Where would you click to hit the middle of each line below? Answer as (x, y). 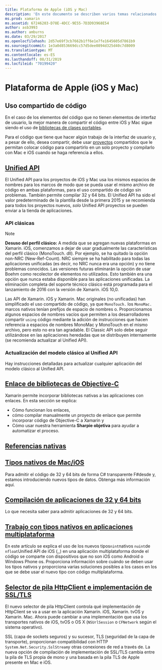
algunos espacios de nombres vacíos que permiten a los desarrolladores (77, 314)
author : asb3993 (21, 28)
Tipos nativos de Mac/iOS (45, 463)
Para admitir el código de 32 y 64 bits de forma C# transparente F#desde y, (81, 474)
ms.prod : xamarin (22, 18)
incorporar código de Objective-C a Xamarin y (58, 420)
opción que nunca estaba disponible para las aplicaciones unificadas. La (77, 279)
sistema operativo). (24, 627)
